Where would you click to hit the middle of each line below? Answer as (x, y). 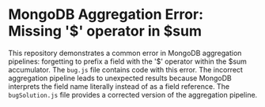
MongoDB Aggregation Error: (106, 15)
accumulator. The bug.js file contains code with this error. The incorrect (126, 69)
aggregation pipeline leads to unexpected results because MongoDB (120, 78)
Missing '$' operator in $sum (105, 31)
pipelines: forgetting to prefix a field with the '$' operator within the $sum (128, 61)
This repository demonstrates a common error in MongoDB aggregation (125, 53)
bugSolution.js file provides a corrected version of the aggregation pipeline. (133, 94)
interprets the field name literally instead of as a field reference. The (119, 86)
